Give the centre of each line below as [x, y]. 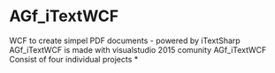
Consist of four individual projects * [74, 59]
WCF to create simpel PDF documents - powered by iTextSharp [125, 40]
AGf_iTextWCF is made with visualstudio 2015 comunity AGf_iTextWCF [138, 49]
